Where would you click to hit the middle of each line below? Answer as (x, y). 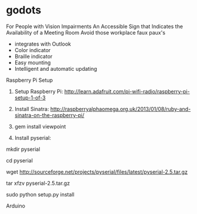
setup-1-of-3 (30, 98)
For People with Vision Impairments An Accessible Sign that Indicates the (95, 26)
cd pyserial (20, 160)
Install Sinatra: (32, 109)
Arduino (16, 206)
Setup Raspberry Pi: (39, 91)
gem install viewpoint (40, 126)
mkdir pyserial (23, 149)
